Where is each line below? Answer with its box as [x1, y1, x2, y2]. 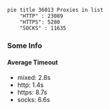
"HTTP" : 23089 [19, 12, 64, 19]
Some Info [7, 40, 43, 50]
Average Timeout [7, 58, 58, 66]
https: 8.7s [17, 88, 48, 97]
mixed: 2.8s [17, 74, 51, 82]
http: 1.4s [17, 81, 44, 90]
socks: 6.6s [17, 96, 51, 104]
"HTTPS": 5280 [19, 19, 60, 26]
